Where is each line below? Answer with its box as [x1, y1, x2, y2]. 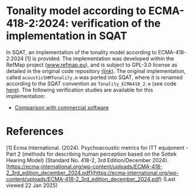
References [6, 125, 64, 138]
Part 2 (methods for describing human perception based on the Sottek [6, 150, 177, 157]
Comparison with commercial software [14, 104, 109, 111]
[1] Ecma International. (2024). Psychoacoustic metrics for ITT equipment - [6, 144, 189, 151]
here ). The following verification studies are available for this [6, 86, 153, 93]
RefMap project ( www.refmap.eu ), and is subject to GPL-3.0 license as [6, 61, 177, 68]
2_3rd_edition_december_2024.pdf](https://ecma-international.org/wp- [6, 169, 179, 176]
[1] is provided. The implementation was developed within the [25, 55, 175, 62]
